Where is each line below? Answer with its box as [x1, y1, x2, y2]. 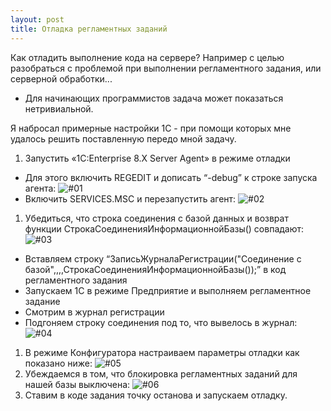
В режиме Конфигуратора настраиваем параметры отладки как [24, 346, 300, 358]
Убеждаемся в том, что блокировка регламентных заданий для [24, 367, 298, 380]
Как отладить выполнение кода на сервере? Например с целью [10, 51, 285, 63]
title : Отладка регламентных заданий [10, 24, 168, 34]
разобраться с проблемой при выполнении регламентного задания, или [10, 62, 322, 74]
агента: [24, 182, 57, 194]
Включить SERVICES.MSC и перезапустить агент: [24, 192, 237, 205]
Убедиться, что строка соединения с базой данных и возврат [24, 212, 289, 224]
